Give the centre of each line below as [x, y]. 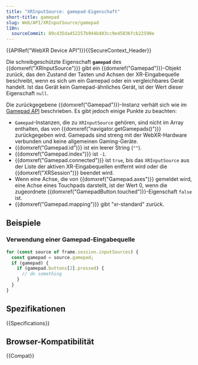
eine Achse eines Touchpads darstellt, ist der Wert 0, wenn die [91, 185]
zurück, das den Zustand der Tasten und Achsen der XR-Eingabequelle [93, 75]
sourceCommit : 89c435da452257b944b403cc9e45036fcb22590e [83, 34]
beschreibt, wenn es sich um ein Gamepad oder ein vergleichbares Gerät [95, 81]
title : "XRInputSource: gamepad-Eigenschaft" [63, 12]
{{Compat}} [20, 356]
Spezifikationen [36, 309]
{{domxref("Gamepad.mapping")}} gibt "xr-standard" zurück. [89, 204]
